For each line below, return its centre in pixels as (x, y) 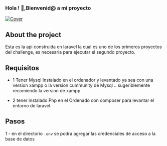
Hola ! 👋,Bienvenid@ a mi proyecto (48, 8)
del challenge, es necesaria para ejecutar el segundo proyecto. (70, 52)
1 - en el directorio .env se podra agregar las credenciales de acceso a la (80, 133)
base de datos (20, 139)
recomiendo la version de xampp (46, 90)
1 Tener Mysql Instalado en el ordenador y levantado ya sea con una (83, 80)
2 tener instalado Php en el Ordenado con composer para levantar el (83, 100)
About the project (33, 35)
